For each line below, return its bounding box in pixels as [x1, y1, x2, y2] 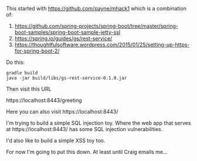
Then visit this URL [6, 85, 52, 93]
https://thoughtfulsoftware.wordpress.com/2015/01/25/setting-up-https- [14, 41, 190, 48]
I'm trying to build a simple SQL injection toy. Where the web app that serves [6, 119, 191, 126]
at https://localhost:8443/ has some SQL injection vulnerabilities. [6, 126, 163, 132]
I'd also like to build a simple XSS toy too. [6, 137, 106, 144]
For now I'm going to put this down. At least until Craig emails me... [6, 149, 168, 155]
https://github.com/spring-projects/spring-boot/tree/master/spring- [14, 23, 179, 29]
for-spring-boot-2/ [14, 47, 60, 54]
